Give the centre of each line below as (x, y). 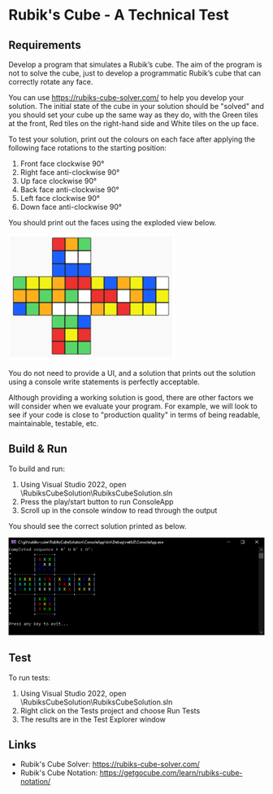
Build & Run (38, 449)
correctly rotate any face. (51, 82)
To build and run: (37, 469)
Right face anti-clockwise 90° (70, 172)
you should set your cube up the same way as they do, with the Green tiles (133, 115)
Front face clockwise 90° (62, 164)
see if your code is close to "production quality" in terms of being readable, (134, 415)
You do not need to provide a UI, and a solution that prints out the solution (132, 373)
